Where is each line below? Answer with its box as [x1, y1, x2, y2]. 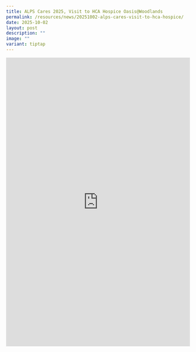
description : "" [6, 30, 45, 36]
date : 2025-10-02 [6, 19, 48, 25]
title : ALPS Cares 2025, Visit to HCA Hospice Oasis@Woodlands [6, 8, 163, 15]
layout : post [6, 25, 38, 31]
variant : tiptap [6, 42, 45, 47]
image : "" [6, 36, 30, 42]
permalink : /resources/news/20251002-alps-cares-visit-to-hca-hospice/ [6, 14, 184, 20]
